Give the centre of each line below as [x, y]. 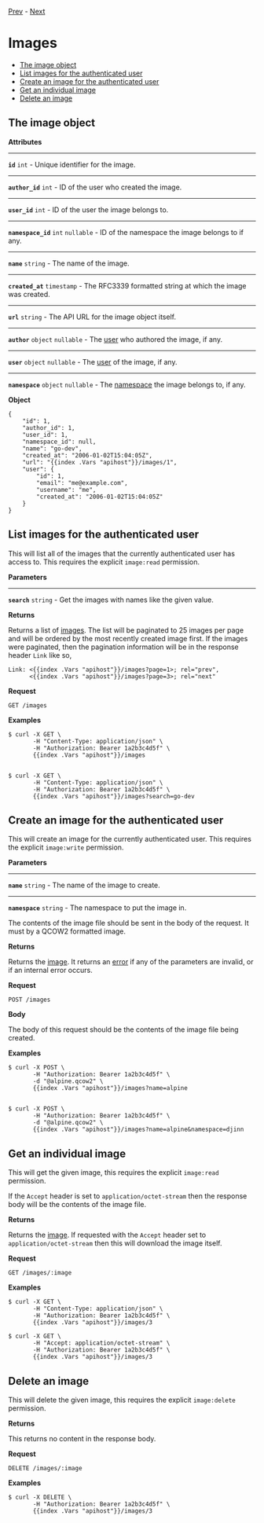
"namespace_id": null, [59, 442]
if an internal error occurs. [50, 971]
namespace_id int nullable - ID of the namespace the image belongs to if [126, 232]
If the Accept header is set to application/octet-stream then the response [128, 1196]
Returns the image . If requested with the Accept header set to [107, 1235]
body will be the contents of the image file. [77, 1205]
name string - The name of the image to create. [84, 885]
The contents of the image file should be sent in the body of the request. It [128, 923]
